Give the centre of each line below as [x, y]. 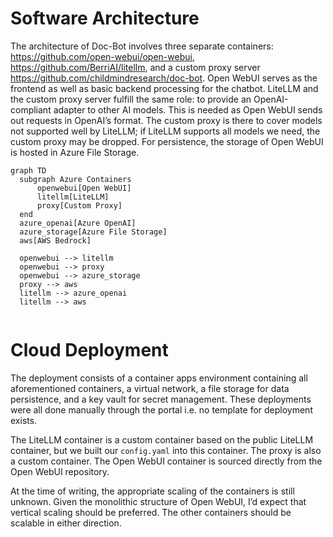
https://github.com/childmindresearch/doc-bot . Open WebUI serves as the [164, 78]
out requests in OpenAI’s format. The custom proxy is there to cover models [166, 120]
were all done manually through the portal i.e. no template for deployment [161, 409]
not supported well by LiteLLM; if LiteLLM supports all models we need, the [165, 131]
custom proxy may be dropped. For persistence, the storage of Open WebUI [167, 141]
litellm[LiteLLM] [73, 197]
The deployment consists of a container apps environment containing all [159, 378]
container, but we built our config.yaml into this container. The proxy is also [166, 450]
